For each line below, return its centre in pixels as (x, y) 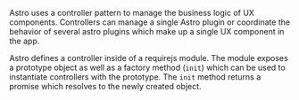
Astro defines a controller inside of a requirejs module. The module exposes (149, 58)
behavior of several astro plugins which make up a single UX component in (147, 31)
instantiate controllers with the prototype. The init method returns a (135, 77)
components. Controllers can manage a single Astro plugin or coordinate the (150, 22)
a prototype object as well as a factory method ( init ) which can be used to (147, 67)
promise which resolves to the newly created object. (106, 86)
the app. (25, 41)
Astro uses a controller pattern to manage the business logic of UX (132, 13)
